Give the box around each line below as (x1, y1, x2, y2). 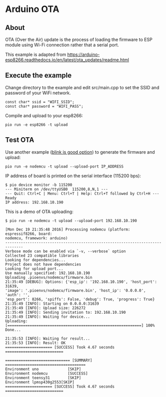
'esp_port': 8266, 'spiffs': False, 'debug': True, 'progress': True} (5, 297, 155, 302)
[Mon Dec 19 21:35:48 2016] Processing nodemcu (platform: (5, 227, 131, 232)
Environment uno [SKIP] (5, 367, 81, 372)
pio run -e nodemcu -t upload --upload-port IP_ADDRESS (5, 164, 124, 169)
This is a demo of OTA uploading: (5, 208, 74, 214)
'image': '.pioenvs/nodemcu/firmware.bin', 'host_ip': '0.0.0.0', (5, 288, 146, 293)
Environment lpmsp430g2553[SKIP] (5, 380, 75, 385)
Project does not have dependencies (5, 262, 81, 267)
